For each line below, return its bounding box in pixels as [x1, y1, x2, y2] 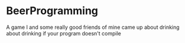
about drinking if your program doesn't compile [6, 29, 121, 37]
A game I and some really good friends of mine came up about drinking [6, 24, 180, 31]
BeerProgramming [6, 4, 99, 18]
